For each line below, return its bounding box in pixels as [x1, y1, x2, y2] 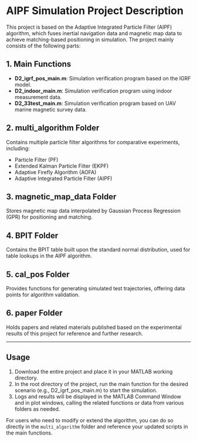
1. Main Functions [6, 59, 72, 69]
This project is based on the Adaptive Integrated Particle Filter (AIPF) [6, 23, 172, 30]
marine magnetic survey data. [14, 106, 87, 113]
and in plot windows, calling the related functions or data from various [14, 399, 184, 406]
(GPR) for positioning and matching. [6, 213, 93, 220]
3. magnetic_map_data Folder [6, 192, 117, 202]
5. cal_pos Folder [6, 269, 70, 279]
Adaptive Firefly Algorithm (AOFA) [14, 168, 97, 175]
